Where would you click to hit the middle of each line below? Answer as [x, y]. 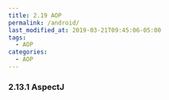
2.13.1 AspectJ [36, 87]
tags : [17, 37]
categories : [28, 52]
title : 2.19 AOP [35, 15]
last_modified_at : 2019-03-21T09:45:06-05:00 [84, 30]
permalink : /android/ [44, 23]
